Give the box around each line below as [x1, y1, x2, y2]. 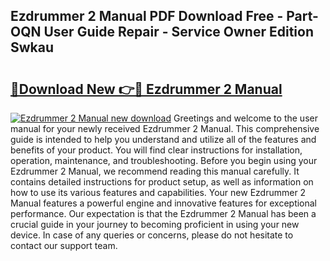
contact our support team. [10, 240, 118, 251]
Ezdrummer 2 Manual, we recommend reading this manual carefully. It [10, 165, 300, 177]
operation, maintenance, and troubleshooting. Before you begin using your [10, 155, 318, 166]
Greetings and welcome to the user [173, 112, 318, 124]
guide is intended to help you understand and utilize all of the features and [10, 134, 317, 145]
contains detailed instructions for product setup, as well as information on [10, 176, 314, 188]
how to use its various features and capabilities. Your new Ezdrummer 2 [10, 187, 307, 198]
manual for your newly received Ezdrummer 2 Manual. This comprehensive [10, 123, 320, 134]
